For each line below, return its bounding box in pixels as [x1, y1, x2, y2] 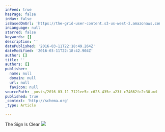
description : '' [5, 39, 38, 44]
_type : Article [5, 103, 36, 108]
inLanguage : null [5, 26, 41, 30]
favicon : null [9, 84, 38, 90]
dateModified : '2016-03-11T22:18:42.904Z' [5, 48, 93, 53]
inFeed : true [5, 7, 32, 12]
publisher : [5, 67, 27, 72]
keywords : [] [5, 35, 32, 40]
